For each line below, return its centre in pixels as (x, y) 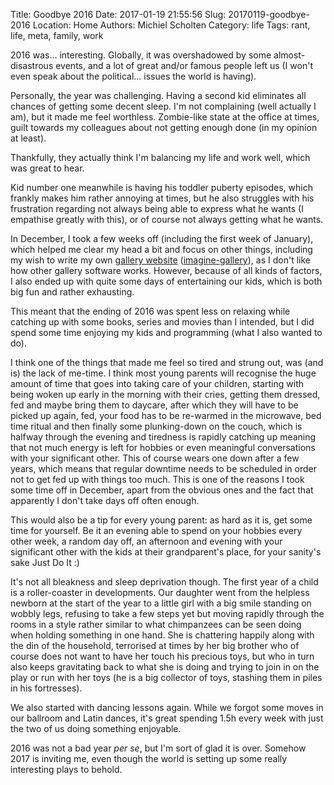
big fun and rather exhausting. (72, 292)
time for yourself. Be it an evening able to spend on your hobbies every (156, 530)
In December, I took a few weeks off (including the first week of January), (162, 238)
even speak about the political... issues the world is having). (133, 76)
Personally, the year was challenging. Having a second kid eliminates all (158, 95)
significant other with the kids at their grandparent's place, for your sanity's (166, 552)
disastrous (32, 65)
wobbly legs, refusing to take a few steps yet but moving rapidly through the (167, 613)
